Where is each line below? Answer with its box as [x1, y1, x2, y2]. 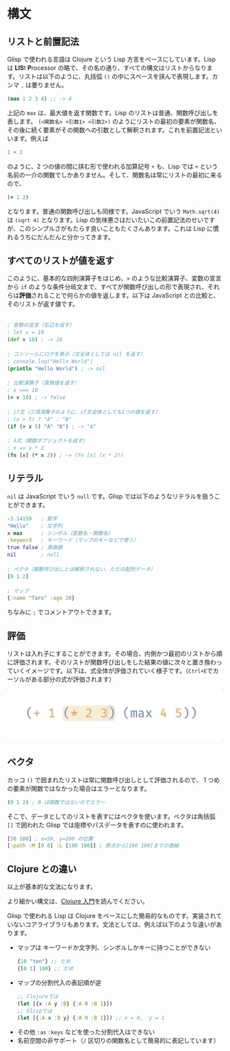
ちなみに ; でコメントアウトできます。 [7, 608, 115, 616]
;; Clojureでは [16, 993, 59, 1000]
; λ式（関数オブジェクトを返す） [7, 437, 88, 444]
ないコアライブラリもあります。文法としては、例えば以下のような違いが [12, 920, 216, 929]
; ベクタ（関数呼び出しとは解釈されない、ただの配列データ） [7, 566, 156, 572]
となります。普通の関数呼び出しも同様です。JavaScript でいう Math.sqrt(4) [7, 207, 220, 215]
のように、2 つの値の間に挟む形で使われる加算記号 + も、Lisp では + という [7, 162, 218, 170]
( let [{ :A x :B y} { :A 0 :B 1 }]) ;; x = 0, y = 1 [16, 1015, 165, 1022]
